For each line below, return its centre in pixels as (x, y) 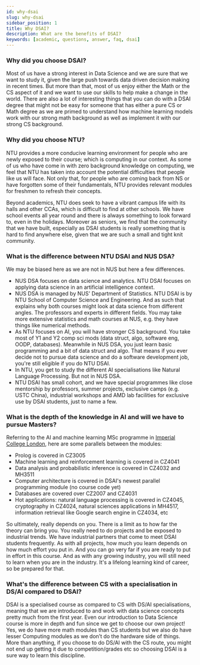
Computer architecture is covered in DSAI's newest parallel (87, 481)
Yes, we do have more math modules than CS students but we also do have (99, 630)
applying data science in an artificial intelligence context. (85, 287)
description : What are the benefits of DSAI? (64, 34)
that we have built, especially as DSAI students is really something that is (96, 228)
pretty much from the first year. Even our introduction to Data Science (92, 617)
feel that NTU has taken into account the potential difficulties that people (96, 172)
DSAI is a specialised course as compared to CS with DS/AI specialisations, (99, 605)
